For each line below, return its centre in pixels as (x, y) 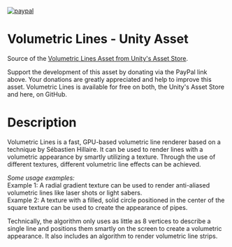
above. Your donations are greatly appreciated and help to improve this (109, 79)
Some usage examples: (41, 178)
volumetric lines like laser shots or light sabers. (75, 192)
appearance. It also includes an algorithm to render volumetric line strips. (113, 236)
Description (42, 123)
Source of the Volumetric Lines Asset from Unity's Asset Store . (98, 58)
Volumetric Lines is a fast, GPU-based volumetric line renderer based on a (114, 142)
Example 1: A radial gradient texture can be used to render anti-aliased (109, 185)
